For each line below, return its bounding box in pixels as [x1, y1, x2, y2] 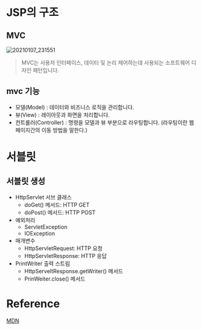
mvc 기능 [6, 86, 40, 96]
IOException [24, 229, 56, 237]
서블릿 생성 [6, 176, 46, 187]
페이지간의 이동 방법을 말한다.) [15, 126, 88, 134]
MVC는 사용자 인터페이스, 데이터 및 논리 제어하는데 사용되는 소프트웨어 [21, 59, 190, 66]
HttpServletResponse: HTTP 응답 [24, 252, 107, 259]
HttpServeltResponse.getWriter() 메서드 [24, 267, 123, 274]
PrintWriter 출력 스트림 [15, 260, 70, 267]
